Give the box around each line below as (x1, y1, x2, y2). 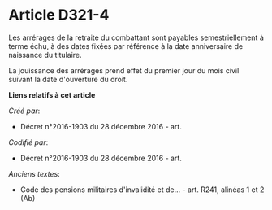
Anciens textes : (8, 168, 61, 178)
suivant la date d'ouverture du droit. (8, 74, 128, 84)
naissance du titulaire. (8, 50, 83, 59)
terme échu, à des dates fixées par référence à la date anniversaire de (8, 41, 244, 50)
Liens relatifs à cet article (8, 90, 96, 99)
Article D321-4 (8, 6, 110, 24)
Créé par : (8, 106, 41, 116)
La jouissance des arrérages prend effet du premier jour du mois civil (8, 65, 240, 75)
